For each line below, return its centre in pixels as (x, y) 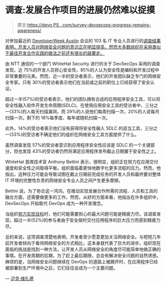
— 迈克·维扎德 (19, 278)
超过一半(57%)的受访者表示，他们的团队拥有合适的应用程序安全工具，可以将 (83, 99)
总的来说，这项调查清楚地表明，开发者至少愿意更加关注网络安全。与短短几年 (83, 237)
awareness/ (29, 30)
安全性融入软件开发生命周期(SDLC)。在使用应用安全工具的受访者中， (75, 105)
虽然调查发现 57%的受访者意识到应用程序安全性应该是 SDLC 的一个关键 (78, 145)
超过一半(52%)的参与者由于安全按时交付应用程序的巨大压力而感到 (81, 220)
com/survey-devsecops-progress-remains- (107, 25)
